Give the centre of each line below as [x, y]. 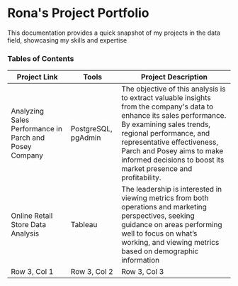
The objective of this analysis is [174, 89]
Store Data [29, 225]
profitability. [141, 177]
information [141, 260]
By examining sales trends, [166, 124]
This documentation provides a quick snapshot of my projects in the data [114, 33]
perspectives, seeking [158, 216]
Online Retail [32, 216]
